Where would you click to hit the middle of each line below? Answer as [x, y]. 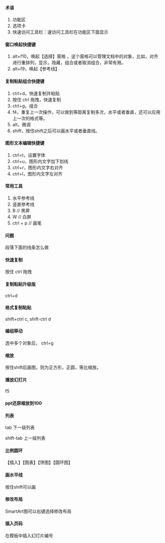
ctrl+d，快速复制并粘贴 [36, 93]
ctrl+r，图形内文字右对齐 [38, 168]
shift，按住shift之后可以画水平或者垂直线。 [56, 131]
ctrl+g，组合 [25, 106]
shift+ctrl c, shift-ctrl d [28, 319]
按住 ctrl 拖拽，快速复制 [37, 99]
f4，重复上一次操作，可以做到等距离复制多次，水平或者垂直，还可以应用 [86, 112]
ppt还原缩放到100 [24, 403]
